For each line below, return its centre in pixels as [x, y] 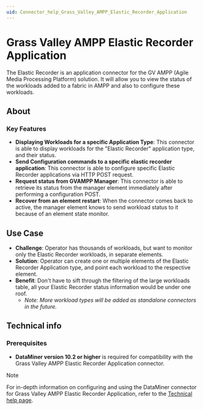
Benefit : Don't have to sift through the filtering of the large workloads [102, 280]
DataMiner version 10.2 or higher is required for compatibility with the [104, 357]
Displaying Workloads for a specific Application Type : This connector [105, 142]
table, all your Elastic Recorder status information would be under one [103, 287]
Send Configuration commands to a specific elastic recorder [94, 162]
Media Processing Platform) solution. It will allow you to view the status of [99, 79]
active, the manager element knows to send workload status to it [97, 207]
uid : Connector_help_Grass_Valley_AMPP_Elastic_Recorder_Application [97, 12]
